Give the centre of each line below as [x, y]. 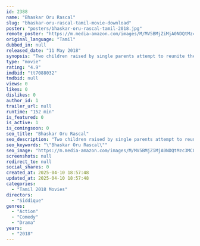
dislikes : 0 [21, 95]
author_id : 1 [22, 100]
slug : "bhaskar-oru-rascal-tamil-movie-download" [69, 23]
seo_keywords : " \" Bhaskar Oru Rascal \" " [57, 145]
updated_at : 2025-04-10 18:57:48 [48, 179]
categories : [21, 184]
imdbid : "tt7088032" [32, 73]
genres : [16, 206]
